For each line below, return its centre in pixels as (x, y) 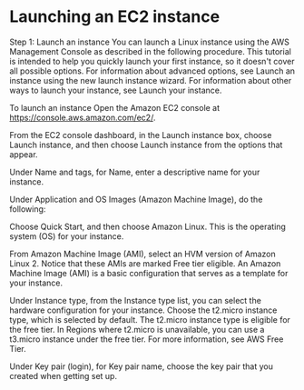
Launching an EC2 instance (115, 17)
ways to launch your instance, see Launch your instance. (116, 90)
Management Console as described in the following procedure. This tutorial (151, 51)
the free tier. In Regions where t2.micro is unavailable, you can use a (137, 329)
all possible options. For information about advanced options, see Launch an (152, 71)
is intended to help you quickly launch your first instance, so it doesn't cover (152, 61)
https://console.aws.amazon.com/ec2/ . (83, 117)
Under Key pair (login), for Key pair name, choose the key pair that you (142, 366)
